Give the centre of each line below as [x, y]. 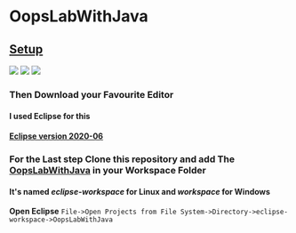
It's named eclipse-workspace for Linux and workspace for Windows [140, 191]
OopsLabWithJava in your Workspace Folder [108, 171]
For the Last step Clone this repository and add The [122, 159]
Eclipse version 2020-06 [56, 136]
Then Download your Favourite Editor [92, 94]
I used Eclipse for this [50, 116]
